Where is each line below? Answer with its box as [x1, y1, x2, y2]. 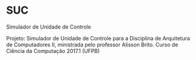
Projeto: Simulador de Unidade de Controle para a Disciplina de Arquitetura [6, 34, 191, 42]
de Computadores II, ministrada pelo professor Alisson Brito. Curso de [6, 41, 179, 48]
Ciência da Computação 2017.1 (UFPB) [6, 47, 100, 54]
